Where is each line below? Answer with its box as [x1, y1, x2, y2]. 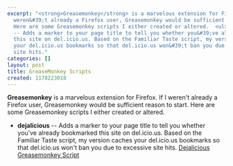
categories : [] [7, 55, 51, 62]
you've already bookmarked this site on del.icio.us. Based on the [17, 129, 202, 137]
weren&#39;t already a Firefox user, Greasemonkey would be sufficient [13, 17, 225, 24]
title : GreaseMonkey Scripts [7, 68, 92, 75]
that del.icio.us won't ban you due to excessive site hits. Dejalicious [17, 143, 210, 152]
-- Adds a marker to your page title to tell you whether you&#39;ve [13, 29, 218, 37]
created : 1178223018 [7, 74, 67, 82]
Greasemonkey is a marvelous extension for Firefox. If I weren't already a [7, 93, 218, 102]
